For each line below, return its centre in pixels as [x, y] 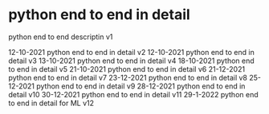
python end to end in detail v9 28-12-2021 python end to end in [141, 86]
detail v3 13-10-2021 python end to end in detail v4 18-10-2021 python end [131, 61]
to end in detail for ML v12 [51, 103]
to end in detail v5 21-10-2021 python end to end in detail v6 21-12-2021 [127, 69]
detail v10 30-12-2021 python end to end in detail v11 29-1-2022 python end [133, 94]
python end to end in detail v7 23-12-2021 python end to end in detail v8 [128, 77]
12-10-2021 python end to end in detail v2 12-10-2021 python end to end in [131, 52]
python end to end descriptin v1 [61, 37]
